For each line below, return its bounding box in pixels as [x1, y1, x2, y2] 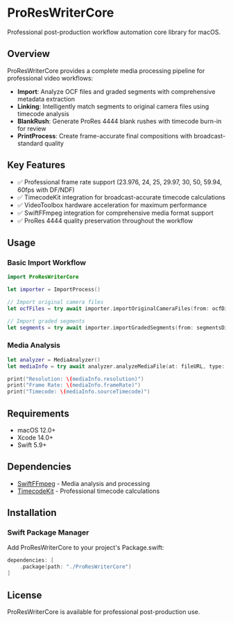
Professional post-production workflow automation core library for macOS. [7, 28, 221, 36]
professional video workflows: [7, 74, 94, 82]
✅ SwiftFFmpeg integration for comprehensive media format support [17, 209, 214, 217]
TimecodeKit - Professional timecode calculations [17, 487, 160, 495]
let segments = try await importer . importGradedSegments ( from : [7, 324, 194, 331]
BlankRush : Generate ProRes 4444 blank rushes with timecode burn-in [17, 117, 222, 125]
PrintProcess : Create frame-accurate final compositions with [17, 131, 193, 140]
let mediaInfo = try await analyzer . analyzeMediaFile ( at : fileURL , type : [7, 363, 225, 370]
